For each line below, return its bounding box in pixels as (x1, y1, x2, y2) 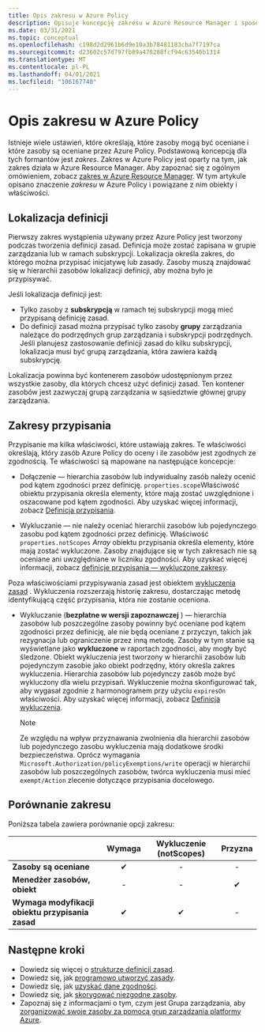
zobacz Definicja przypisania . (19, 505, 116, 515)
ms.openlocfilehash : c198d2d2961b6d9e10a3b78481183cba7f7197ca (8, 41, 221, 49)
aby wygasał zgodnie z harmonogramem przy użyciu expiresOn (19, 686, 226, 696)
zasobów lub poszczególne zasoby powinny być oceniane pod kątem (19, 618, 246, 629)
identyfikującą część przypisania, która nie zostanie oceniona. (8, 595, 211, 605)
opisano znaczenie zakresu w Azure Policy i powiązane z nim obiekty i (8, 180, 238, 190)
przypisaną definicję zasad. (19, 313, 110, 323)
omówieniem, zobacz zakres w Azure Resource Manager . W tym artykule (8, 172, 247, 181)
